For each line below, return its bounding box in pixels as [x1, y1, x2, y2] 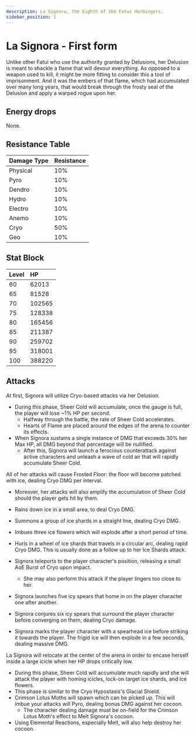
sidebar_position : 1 [6, 14, 57, 20]
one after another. [14, 599, 58, 606]
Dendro [9, 186, 30, 194]
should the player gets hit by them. [14, 494, 98, 501]
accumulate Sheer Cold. [23, 459, 82, 466]
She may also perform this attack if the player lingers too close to [23, 575, 181, 582]
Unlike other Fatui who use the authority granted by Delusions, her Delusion [6, 59, 189, 66]
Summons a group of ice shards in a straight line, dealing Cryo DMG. [14, 517, 180, 524]
